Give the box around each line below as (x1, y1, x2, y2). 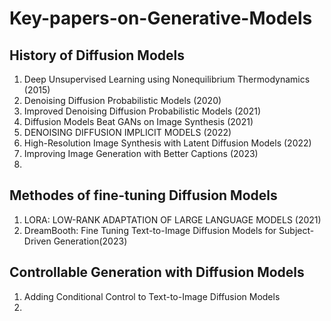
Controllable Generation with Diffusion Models (9, 264, 305, 281)
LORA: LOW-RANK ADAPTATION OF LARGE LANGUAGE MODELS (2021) (23, 213, 322, 226)
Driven (23, 235, 52, 247)
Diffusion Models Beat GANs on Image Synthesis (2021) (23, 116, 254, 127)
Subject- (278, 224, 315, 236)
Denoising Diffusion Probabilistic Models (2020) (23, 95, 222, 106)
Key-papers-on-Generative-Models (9, 7, 313, 30)
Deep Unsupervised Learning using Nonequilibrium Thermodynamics (23, 73, 311, 85)
